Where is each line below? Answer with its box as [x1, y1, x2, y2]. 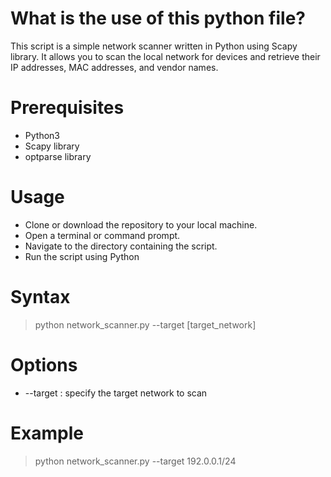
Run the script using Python [24, 250, 140, 262]
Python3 [24, 129, 60, 141]
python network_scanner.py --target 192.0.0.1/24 [34, 455, 237, 467]
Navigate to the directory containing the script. [24, 240, 218, 252]
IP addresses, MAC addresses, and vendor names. [10, 61, 219, 73]
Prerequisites [10, 97, 125, 119]
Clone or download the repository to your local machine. [24, 218, 258, 231]
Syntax [10, 286, 71, 308]
